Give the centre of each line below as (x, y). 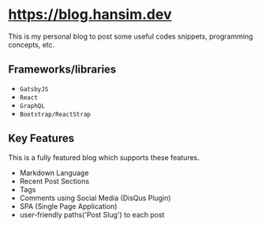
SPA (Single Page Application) (68, 206)
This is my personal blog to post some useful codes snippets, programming (131, 36)
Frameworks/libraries (62, 70)
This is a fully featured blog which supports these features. (104, 157)
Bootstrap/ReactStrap (55, 114)
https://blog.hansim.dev (90, 15)
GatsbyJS (34, 89)
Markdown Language (54, 173)
